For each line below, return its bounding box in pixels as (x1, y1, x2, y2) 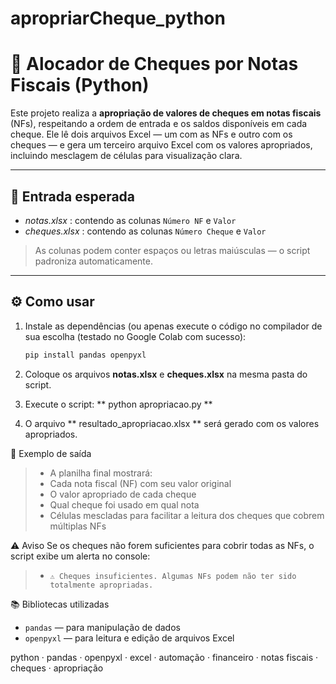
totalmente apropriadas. (49, 580, 154, 590)
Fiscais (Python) (10, 74, 150, 97)
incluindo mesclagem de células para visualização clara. (10, 150, 243, 162)
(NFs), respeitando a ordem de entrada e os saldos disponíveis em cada (10, 118, 308, 130)
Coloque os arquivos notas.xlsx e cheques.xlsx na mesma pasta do (24, 368, 308, 380)
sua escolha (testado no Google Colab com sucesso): (24, 330, 247, 342)
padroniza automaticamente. (34, 255, 153, 267)
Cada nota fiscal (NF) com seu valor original (49, 477, 232, 489)
